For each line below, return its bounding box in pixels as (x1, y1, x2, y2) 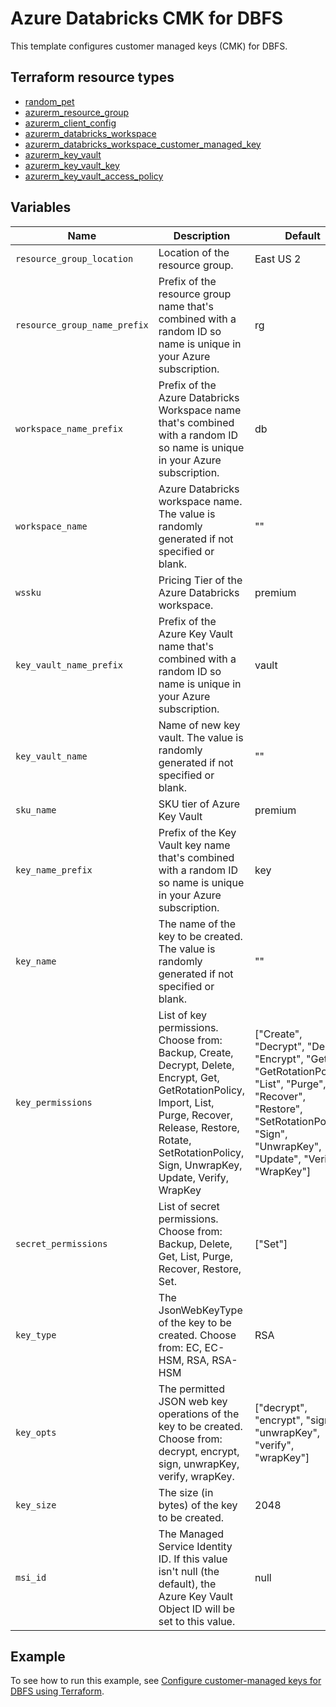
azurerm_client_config (24, 117, 117, 129)
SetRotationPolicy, (158, 1145, 245, 1159)
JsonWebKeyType (158, 1303, 243, 1317)
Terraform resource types (10, 69, 175, 86)
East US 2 (254, 252, 302, 266)
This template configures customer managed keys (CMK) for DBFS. (10, 40, 288, 52)
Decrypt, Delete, (158, 1058, 235, 1072)
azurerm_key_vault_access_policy (24, 170, 164, 182)
